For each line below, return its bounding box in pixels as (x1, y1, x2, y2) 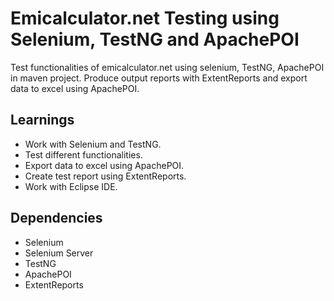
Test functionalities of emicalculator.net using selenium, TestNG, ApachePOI (10, 61, 325, 73)
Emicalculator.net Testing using (10, 7, 280, 30)
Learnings (10, 112, 75, 129)
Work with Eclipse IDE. (24, 180, 118, 192)
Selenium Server (24, 247, 94, 259)
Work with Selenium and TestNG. (24, 138, 162, 150)
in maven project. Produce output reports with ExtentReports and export (10, 72, 308, 84)
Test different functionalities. (24, 148, 143, 161)
